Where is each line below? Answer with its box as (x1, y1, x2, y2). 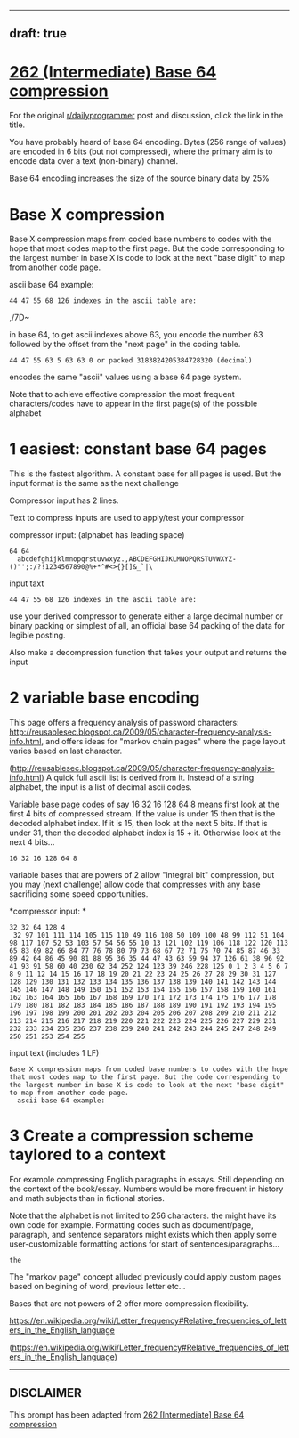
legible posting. (9, 630, 66, 641)
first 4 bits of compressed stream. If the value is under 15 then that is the (9, 808, 276, 819)
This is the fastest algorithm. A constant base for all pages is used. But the (9, 468, 282, 479)
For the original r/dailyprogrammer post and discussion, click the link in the (9, 110, 284, 121)
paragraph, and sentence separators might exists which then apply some (9, 1230, 278, 1240)
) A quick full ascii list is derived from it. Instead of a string (41, 772, 255, 784)
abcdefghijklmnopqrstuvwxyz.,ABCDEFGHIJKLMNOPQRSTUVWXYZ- (17, 555, 238, 564)
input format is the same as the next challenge (9, 478, 180, 489)
